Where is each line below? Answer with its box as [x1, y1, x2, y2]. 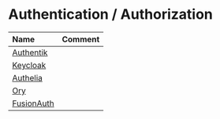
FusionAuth [12, 98, 54, 109]
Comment [62, 34, 100, 45]
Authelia [12, 72, 43, 83]
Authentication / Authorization [8, 5, 213, 23]
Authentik [12, 47, 48, 58]
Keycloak [12, 59, 47, 70]
